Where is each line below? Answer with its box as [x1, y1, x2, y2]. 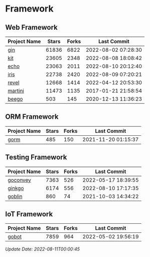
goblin [8, 193, 23, 200]
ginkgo [8, 185, 24, 192]
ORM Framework [5, 113, 59, 121]
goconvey [8, 177, 32, 184]
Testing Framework [5, 153, 67, 161]
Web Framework [5, 23, 58, 32]
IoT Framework [5, 210, 53, 219]
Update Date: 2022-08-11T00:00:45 [5, 246, 80, 252]
